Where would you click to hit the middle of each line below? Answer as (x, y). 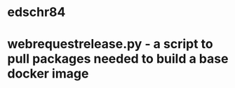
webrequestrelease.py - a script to (110, 44)
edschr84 (36, 12)
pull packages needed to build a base (118, 59)
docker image (48, 74)
